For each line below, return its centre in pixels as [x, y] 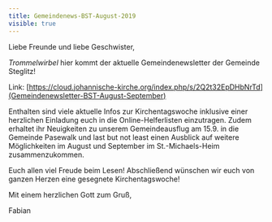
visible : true [32, 24]
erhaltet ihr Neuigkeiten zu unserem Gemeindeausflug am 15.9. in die [124, 128]
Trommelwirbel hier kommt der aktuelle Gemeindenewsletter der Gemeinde [134, 63]
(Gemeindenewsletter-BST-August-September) [87, 95]
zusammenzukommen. [46, 155]
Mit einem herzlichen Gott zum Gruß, [70, 194]
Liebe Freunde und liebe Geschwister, [72, 46]
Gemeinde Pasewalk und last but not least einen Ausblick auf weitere [124, 137]
